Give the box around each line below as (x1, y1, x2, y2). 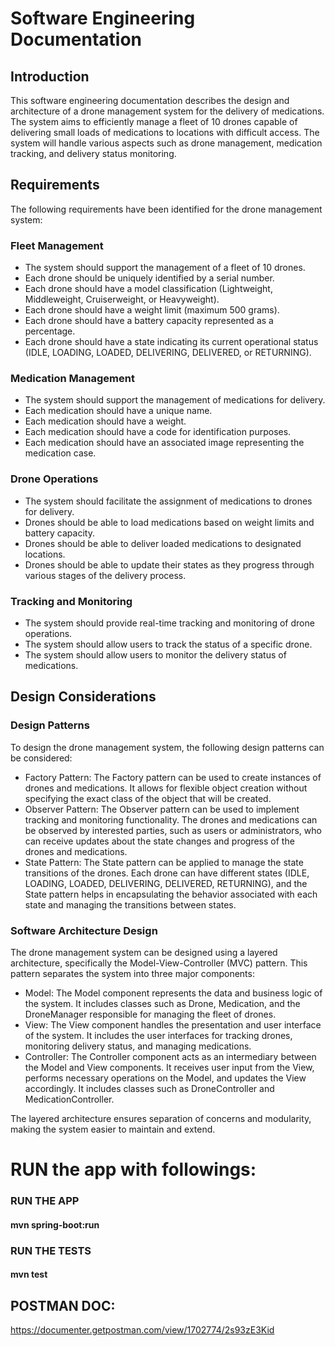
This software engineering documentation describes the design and (10, 95, 290, 106)
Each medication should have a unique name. (24, 405, 213, 417)
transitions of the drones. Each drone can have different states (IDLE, (24, 867, 310, 879)
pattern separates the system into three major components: (10, 967, 255, 979)
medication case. (24, 447, 97, 459)
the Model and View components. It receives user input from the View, (24, 1061, 315, 1073)
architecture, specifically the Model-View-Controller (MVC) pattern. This (10, 957, 308, 969)
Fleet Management (10, 238, 104, 252)
